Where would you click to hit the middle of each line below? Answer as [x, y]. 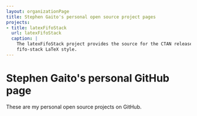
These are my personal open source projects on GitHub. [74, 107]
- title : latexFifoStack [36, 28]
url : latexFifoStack [36, 33]
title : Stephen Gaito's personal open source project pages [81, 17]
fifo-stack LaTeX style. [47, 50]
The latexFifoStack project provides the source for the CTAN [94, 44]
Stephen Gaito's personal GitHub [88, 78]
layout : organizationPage [38, 11]
